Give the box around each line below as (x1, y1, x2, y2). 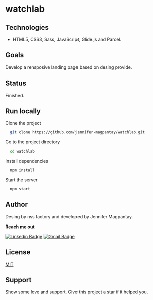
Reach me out (5, 223, 35, 230)
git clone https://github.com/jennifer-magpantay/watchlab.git (10, 130, 145, 135)
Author (5, 200, 28, 209)
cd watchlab (10, 149, 35, 154)
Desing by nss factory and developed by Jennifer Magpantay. (5, 213, 133, 219)
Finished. (5, 92, 24, 98)
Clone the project (5, 120, 41, 126)
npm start (10, 187, 30, 192)
